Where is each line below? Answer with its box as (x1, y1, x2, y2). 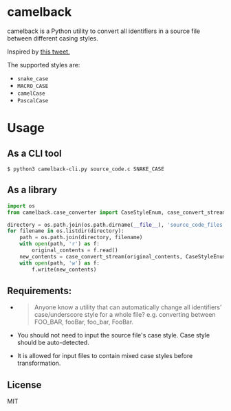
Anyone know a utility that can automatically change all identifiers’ (34, 303, 222, 311)
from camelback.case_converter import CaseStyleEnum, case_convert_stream (7, 209, 226, 216)
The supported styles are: (7, 60, 80, 69)
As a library (7, 184, 57, 196)
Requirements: (7, 285, 72, 296)
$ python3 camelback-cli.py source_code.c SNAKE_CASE (7, 166, 165, 173)
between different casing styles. (7, 34, 98, 42)
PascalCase (16, 97, 49, 104)
